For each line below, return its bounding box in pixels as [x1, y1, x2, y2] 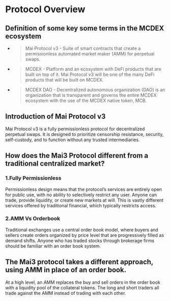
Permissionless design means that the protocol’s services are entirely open [5, 186, 162, 192]
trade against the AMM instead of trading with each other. [5, 290, 126, 296]
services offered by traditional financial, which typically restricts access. [5, 202, 156, 208]
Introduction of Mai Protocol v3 [5, 112, 106, 121]
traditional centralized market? [5, 159, 105, 168]
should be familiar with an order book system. [5, 243, 101, 249]
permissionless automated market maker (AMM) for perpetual [25, 51, 155, 57]
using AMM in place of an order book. [5, 266, 127, 275]
